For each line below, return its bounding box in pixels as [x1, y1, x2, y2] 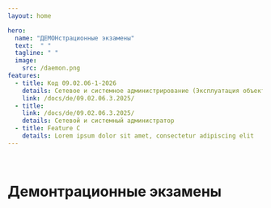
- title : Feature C [15, 125, 81, 133]
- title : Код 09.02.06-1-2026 [15, 79, 116, 87]
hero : [7, 26, 26, 35]
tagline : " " [15, 49, 59, 57]
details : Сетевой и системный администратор [22, 117, 175, 125]
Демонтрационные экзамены [7, 182, 222, 201]
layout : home [7, 11, 52, 20]
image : [15, 57, 37, 65]
